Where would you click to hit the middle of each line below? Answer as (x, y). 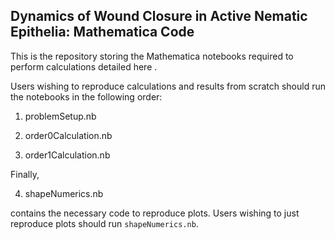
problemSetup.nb (60, 116)
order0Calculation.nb (68, 135)
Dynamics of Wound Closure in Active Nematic (159, 16)
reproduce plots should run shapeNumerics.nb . (104, 223)
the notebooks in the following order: (86, 96)
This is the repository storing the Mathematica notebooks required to (152, 56)
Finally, (25, 174)
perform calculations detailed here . (84, 66)
